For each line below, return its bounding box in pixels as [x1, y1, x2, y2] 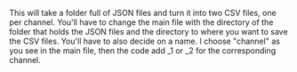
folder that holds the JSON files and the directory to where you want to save [9, 27, 288, 36]
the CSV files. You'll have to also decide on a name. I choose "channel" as [9, 36, 280, 46]
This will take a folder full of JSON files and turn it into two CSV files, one [9, 8, 277, 18]
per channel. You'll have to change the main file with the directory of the [9, 17, 274, 28]
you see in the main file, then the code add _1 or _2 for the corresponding [9, 45, 277, 56]
